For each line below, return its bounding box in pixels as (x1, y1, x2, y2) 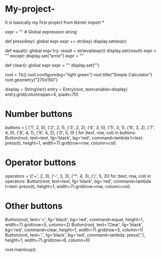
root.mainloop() (5, 246, 36, 252)
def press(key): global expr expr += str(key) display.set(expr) (5, 38, 127, 44)
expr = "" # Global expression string (5, 29, 77, 34)
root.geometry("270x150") (5, 77, 58, 83)
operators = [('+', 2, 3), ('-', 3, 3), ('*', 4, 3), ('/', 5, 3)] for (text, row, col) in (5, 173, 151, 179)
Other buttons (5, 201, 63, 211)
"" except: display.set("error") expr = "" (5, 52, 84, 59)
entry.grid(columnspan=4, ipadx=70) (5, 91, 79, 97)
